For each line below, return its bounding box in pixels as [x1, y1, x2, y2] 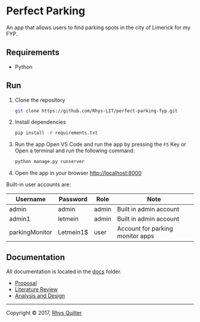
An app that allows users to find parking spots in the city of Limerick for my [6, 24, 190, 31]
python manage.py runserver [14, 159, 85, 165]
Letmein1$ [58, 228, 89, 236]
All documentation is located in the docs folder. [6, 268, 122, 275]
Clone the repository [14, 96, 65, 104]
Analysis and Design [14, 292, 65, 299]
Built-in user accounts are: [6, 181, 71, 188]
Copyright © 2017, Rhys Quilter [6, 310, 82, 316]
